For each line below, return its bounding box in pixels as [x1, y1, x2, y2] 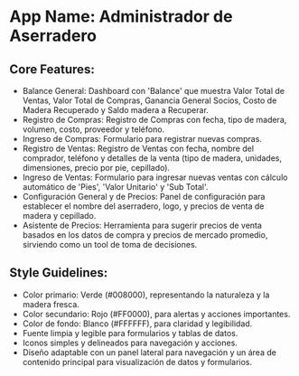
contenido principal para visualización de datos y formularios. [22, 356, 253, 367]
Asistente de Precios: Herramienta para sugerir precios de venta [22, 220, 262, 230]
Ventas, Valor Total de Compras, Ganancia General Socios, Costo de [22, 95, 277, 106]
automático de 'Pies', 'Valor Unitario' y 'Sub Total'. [22, 182, 209, 192]
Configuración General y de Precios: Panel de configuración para [22, 192, 266, 202]
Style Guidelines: [9, 265, 108, 281]
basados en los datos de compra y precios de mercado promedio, [22, 230, 268, 240]
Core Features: [9, 61, 95, 77]
